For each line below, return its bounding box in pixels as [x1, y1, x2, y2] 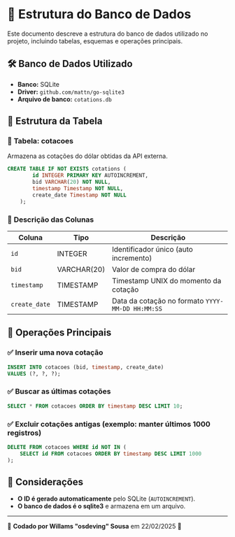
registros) [7, 428, 42, 438]
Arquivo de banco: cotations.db [17, 94, 112, 103]
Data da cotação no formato [111, 296, 204, 306]
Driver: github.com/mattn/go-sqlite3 [17, 87, 124, 96]
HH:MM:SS [133, 304, 163, 313]
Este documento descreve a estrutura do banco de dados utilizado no [7, 29, 208, 38]
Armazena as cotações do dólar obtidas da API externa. [7, 152, 168, 160]
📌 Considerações [7, 475, 84, 488]
